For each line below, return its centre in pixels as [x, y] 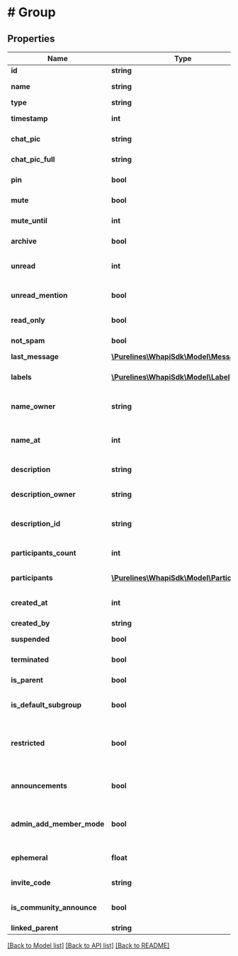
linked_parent [35, 928]
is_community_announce [54, 907]
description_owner [43, 494]
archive [24, 241]
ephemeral [29, 858]
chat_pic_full [33, 159]
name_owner [33, 406]
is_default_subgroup [46, 705]
